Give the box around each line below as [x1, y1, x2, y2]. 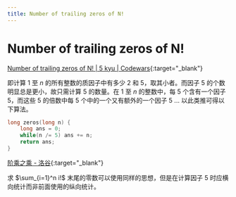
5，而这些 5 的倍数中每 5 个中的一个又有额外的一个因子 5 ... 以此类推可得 [7, 96, 218, 104]
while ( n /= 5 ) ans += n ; [20, 132, 93, 139]
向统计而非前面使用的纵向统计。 [7, 182, 100, 191]
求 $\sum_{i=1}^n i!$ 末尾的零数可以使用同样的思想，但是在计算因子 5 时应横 [7, 173, 229, 182]
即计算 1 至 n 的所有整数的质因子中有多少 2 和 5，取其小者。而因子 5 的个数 [7, 78, 225, 87]
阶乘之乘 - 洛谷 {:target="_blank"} [7, 158, 104, 167]
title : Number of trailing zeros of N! [7, 10, 125, 18]
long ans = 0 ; [20, 125, 61, 132]
